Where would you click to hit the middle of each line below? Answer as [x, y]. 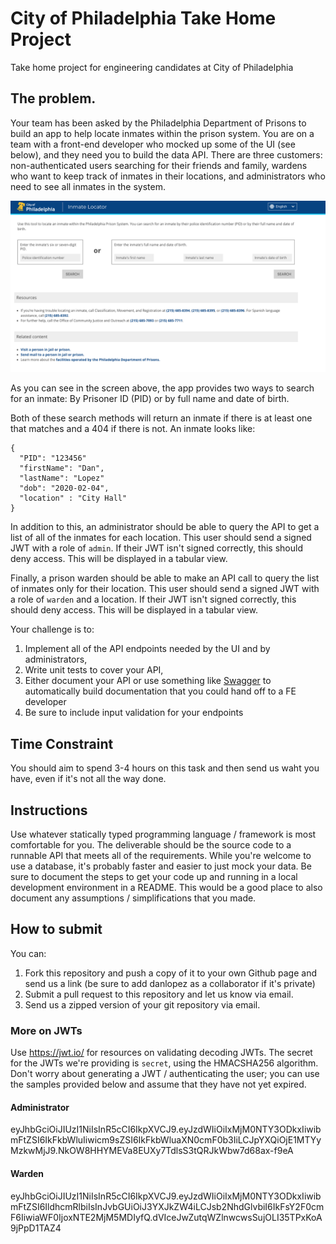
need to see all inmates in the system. [88, 186]
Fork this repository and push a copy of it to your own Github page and [170, 973]
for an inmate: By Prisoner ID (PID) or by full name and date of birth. [150, 399]
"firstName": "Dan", [62, 468]
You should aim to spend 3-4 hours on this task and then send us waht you [165, 768]
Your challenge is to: [52, 629]
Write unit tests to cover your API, [94, 670]
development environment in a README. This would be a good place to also [166, 888]
